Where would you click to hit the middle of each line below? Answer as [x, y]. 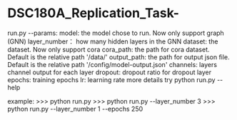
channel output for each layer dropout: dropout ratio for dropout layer [110, 72]
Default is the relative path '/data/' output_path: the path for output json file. [118, 57]
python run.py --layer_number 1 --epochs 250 [75, 109]
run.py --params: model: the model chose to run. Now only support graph [116, 33]
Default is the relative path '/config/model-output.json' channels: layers [112, 64]
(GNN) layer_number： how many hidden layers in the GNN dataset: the [113, 41]
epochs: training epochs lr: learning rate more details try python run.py [111, 79]
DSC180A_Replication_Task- [94, 13]
